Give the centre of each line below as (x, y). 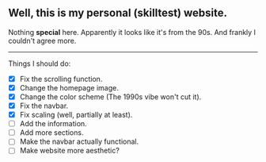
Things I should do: (40, 64)
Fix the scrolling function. (61, 79)
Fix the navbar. (44, 106)
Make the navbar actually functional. (79, 141)
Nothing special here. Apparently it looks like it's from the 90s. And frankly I (132, 32)
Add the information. (53, 124)
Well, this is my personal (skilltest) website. (118, 13)
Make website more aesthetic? (70, 151)
